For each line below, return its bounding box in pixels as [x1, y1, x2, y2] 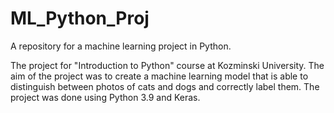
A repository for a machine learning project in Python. [10, 40, 232, 52]
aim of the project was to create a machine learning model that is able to [10, 70, 309, 82]
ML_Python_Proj [10, 7, 150, 30]
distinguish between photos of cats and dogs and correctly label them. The [10, 80, 320, 92]
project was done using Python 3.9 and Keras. [10, 91, 201, 103]
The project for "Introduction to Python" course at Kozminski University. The [10, 59, 325, 71]
